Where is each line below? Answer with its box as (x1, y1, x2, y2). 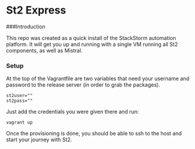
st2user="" (6, 92, 33, 99)
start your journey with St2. (6, 136, 72, 143)
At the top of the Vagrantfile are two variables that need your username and (6, 75, 190, 82)
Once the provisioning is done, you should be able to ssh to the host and (6, 130, 182, 137)
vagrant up (6, 120, 33, 125)
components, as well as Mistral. (6, 47, 83, 54)
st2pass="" (6, 98, 33, 104)
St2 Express (6, 4, 67, 17)
